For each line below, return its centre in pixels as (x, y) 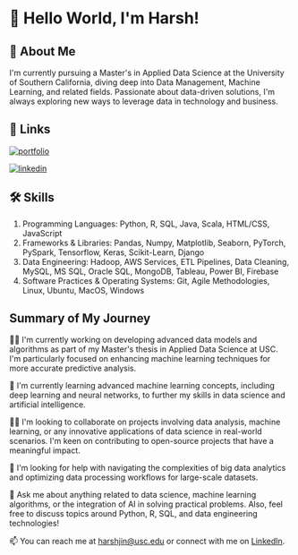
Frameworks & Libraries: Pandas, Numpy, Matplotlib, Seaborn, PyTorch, (154, 243)
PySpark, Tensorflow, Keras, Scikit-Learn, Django (113, 252)
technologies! (34, 524)
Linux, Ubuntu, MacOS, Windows (83, 290)
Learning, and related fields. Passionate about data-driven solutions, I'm (142, 92)
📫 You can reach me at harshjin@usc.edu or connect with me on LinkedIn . (147, 542)
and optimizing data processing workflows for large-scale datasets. (134, 477)
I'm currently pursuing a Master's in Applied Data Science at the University (147, 73)
